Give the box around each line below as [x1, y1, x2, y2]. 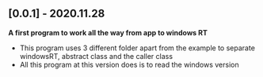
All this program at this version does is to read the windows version [19, 60, 239, 69]
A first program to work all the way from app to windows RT [8, 27, 208, 37]
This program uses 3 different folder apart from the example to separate [19, 43, 256, 53]
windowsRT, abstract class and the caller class [19, 51, 173, 60]
